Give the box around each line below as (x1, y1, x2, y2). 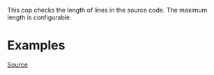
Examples (7, 37, 66, 53)
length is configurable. (7, 13, 72, 22)
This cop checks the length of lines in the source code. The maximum (7, 6, 208, 14)
